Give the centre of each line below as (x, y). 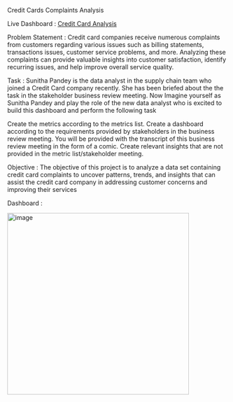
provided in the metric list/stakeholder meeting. (76, 154)
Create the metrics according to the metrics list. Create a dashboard (106, 124)
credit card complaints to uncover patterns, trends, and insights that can (111, 175)
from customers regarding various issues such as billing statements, (106, 44)
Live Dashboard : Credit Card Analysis (62, 23)
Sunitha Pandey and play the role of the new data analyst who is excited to (115, 103)
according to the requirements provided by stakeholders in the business (111, 131)
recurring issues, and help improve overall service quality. (91, 67)
